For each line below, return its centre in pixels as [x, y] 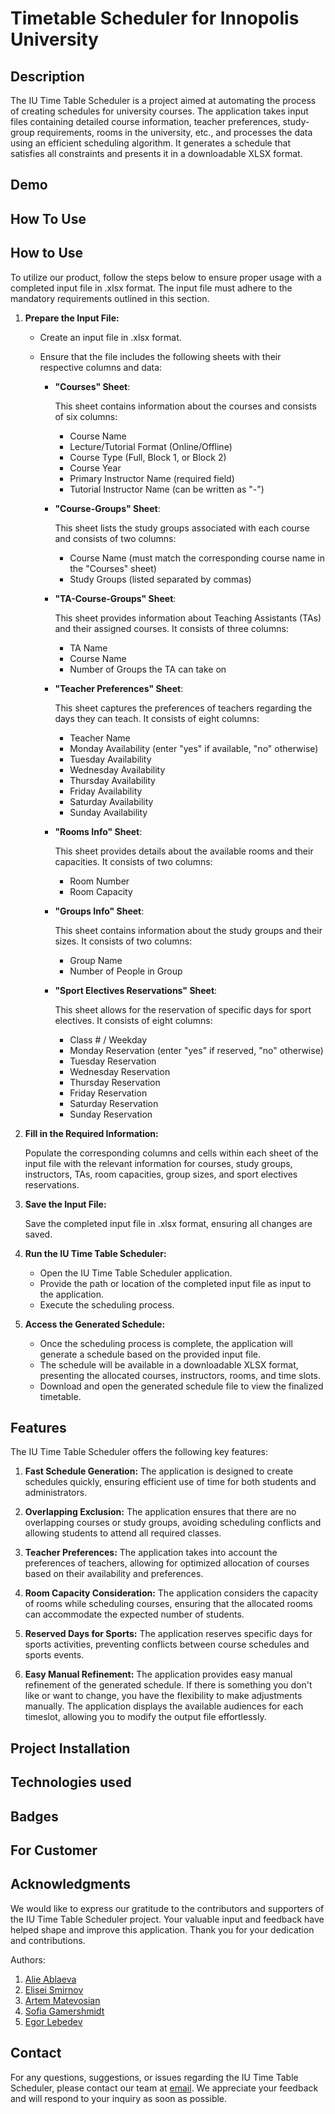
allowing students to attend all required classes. [123, 1533]
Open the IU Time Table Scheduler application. [136, 1273]
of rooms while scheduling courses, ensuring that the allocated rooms [168, 1604]
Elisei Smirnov [54, 1989]
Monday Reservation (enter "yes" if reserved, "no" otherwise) [196, 1050]
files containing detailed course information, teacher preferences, [145, 121]
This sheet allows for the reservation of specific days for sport [183, 1009]
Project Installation [70, 1748]
